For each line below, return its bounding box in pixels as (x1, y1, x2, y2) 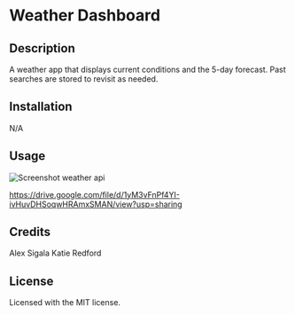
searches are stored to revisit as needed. (9, 74, 159, 84)
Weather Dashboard (9, 5, 161, 26)
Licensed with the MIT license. (9, 297, 121, 308)
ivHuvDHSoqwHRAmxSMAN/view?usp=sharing (9, 199, 183, 209)
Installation (9, 99, 73, 114)
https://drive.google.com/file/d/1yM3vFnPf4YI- (9, 189, 180, 200)
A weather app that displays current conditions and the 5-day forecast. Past (9, 64, 286, 75)
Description (9, 41, 75, 56)
